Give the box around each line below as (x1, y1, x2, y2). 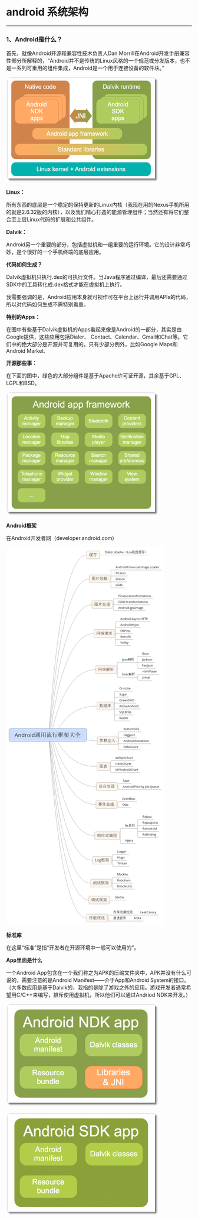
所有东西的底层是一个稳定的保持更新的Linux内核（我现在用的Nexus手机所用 (6, 201, 190, 209)
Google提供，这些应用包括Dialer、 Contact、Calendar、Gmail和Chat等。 (6, 333, 183, 340)
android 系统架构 (6, 5, 89, 19)
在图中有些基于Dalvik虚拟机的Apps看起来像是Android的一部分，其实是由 (6, 326, 182, 333)
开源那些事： (6, 360, 37, 367)
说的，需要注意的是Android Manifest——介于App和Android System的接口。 (6, 977, 190, 984)
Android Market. (6, 347, 45, 354)
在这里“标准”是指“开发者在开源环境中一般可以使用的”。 (6, 944, 140, 951)
